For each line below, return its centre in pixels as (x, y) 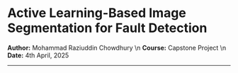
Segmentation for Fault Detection (107, 28)
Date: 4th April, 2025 (38, 55)
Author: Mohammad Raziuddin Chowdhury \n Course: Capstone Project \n (117, 47)
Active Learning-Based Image (97, 13)
